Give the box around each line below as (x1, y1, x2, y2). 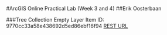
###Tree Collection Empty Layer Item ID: (6, 16, 104, 23)
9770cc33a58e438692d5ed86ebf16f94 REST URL (6, 23, 128, 29)
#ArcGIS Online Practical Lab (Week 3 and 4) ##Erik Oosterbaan (6, 5, 162, 12)
